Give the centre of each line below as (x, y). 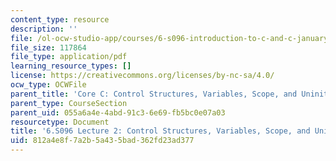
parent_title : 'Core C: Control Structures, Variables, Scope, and (154, 94)
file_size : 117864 (48, 47)
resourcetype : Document (60, 122)
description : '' (44, 29)
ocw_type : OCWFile (48, 85)
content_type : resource (60, 19)
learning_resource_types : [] (71, 66)
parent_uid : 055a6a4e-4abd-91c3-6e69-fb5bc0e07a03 (118, 112)
